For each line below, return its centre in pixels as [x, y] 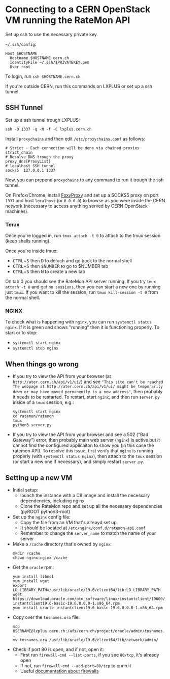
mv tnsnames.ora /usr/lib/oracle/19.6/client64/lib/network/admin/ [85, 640]
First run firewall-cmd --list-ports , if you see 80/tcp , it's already [90, 655]
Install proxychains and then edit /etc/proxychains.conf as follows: [75, 139]
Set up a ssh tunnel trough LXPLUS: [43, 120]
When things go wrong [42, 364]
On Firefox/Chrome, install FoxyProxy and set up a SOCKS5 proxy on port [82, 195]
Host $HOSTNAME [21, 53]
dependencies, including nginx [52, 501]
